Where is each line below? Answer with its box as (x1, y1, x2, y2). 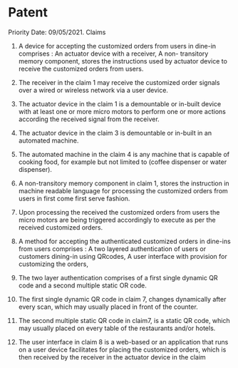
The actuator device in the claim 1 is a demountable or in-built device (18, 99, 222, 108)
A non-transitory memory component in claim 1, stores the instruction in (18, 179, 230, 188)
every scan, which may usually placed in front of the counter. (18, 302, 198, 311)
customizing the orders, (18, 260, 88, 268)
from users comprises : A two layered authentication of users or (18, 244, 206, 253)
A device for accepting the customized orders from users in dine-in (18, 41, 217, 50)
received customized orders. (18, 223, 103, 232)
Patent (8, 4, 48, 21)
